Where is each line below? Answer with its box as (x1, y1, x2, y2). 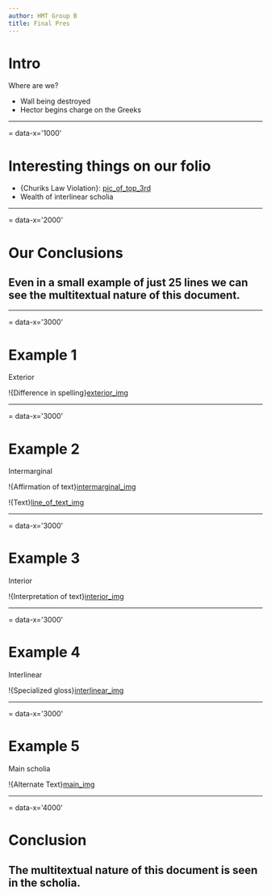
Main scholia (8, 764, 51, 774)
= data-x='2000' (8, 215, 64, 225)
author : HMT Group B (8, 11, 78, 20)
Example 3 (8, 549, 81, 568)
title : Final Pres (8, 19, 70, 27)
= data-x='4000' (8, 803, 63, 813)
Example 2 (8, 440, 81, 458)
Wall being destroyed (19, 96, 91, 106)
